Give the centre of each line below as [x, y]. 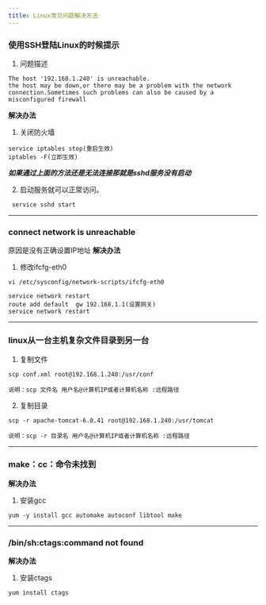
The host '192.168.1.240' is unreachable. [79, 79]
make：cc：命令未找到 [52, 464]
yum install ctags [38, 593]
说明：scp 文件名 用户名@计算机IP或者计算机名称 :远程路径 [94, 390]
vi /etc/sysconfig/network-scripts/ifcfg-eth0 [86, 283]
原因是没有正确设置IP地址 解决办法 [65, 250]
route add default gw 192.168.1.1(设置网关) [82, 305]
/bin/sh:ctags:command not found [76, 542]
